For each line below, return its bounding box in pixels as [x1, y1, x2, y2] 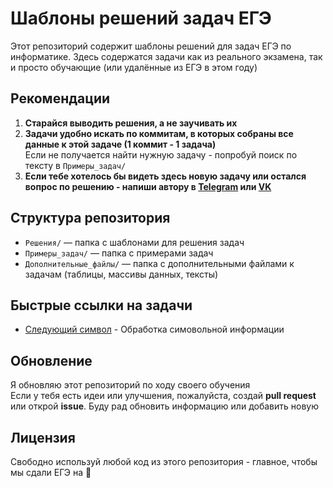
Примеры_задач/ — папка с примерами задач [24, 247, 214, 259]
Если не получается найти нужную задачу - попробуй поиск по [24, 148, 298, 161]
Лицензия [10, 429, 76, 446]
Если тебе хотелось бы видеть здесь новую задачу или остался [24, 170, 307, 182]
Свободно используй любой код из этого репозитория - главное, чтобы [10, 456, 318, 467]
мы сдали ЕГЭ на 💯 [10, 467, 92, 478]
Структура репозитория [10, 210, 171, 227]
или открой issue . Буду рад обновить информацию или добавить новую [10, 400, 319, 412]
